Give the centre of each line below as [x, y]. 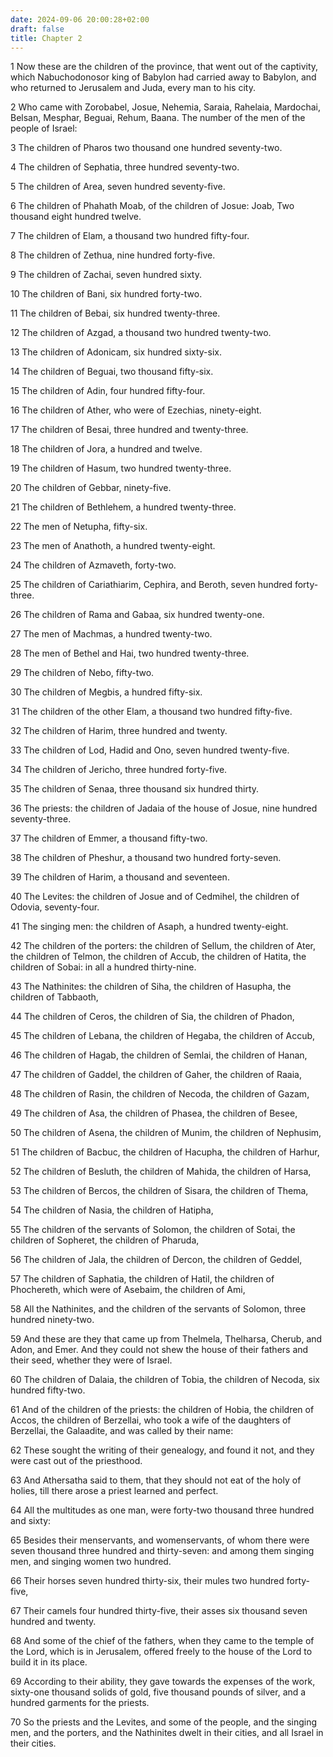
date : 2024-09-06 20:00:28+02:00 [80, 19]
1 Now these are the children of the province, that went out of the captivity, [164, 67]
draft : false [37, 29]
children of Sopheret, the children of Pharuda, [105, 1240]
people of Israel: [44, 128]
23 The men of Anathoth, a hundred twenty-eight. [113, 546]
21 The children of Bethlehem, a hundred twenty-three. [123, 507]
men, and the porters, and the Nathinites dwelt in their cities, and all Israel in [167, 1733]
